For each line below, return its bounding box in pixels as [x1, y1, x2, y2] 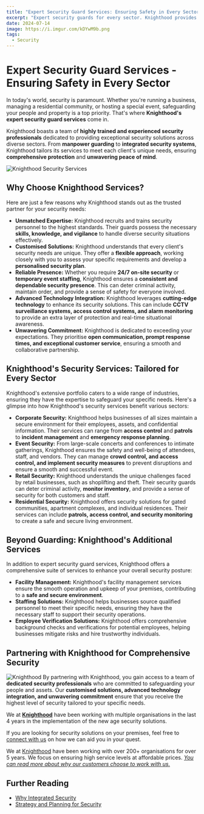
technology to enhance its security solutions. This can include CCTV [15, 301, 189, 308]
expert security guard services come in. [6, 115, 109, 123]
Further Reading [6, 778, 69, 788]
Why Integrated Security [15, 794, 76, 801]
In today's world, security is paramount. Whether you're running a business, [6, 96, 196, 103]
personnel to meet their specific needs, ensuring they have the [15, 604, 172, 612]
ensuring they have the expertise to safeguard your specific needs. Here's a [6, 395, 197, 403]
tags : [6, 32, 20, 38]
